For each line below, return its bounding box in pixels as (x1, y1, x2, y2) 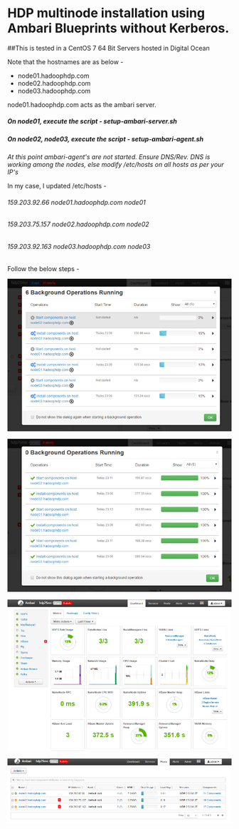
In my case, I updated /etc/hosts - (7, 182, 107, 190)
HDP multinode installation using (7, 5, 205, 21)
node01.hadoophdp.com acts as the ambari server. (7, 100, 156, 108)
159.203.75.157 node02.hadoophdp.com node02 (7, 220, 149, 229)
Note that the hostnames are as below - (7, 57, 124, 66)
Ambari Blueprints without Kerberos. (7, 20, 230, 36)
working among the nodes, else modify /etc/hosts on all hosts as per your (7, 161, 224, 169)
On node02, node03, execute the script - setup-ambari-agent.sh (7, 134, 204, 143)
